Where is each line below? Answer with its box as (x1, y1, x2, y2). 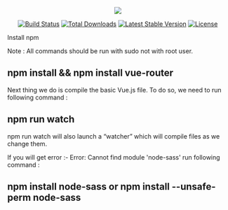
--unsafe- (171, 181, 216, 192)
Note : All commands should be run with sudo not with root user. (7, 47, 194, 55)
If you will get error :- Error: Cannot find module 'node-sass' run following (7, 153, 220, 161)
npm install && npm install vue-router (7, 67, 174, 79)
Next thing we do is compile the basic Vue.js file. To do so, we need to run (7, 85, 222, 94)
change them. (7, 139, 48, 148)
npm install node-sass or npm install (7, 181, 170, 192)
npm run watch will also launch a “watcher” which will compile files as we (7, 132, 220, 140)
